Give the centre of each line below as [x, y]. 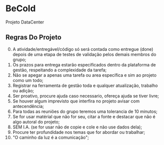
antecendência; [28, 106]
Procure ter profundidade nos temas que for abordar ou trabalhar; [79, 132]
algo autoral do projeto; [36, 122]
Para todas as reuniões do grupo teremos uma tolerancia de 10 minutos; [85, 111]
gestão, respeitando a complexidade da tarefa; [60, 70]
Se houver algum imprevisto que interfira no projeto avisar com [76, 101]
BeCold [21, 9]
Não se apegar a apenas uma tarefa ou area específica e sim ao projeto [84, 75]
